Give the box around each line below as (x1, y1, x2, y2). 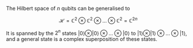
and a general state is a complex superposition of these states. (6, 36, 158, 43)
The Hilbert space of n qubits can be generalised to (6, 5, 130, 12)
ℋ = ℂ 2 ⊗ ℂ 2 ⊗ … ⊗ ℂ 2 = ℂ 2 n (58, 16, 138, 24)
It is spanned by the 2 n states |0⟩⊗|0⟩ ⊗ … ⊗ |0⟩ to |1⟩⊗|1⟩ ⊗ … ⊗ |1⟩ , (6, 28, 187, 36)
